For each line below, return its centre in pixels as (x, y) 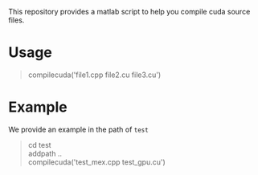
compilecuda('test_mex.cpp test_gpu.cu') (97, 162)
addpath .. (45, 153)
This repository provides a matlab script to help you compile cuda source (129, 12)
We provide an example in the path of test (78, 129)
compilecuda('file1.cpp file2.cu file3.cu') (94, 75)
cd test (39, 144)
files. (16, 20)
